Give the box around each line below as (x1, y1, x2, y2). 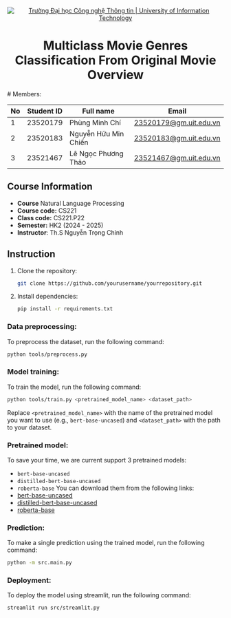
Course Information (7, 181, 93, 193)
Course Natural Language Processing (16, 199, 125, 207)
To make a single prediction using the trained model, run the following (7, 539, 205, 547)
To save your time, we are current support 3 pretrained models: (7, 456, 187, 464)
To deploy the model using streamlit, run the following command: (7, 591, 191, 599)
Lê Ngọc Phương (69, 149, 124, 158)
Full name (82, 106, 115, 116)
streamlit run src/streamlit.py (7, 604, 100, 612)
